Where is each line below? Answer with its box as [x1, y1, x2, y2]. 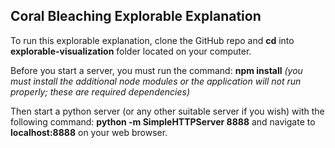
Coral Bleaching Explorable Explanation [10, 8, 262, 25]
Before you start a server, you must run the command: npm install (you [10, 64, 303, 76]
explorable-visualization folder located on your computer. [10, 45, 252, 57]
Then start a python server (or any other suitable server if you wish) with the [10, 105, 325, 117]
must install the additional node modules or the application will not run [10, 75, 302, 87]
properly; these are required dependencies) [10, 85, 190, 98]
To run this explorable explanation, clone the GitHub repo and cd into [10, 34, 295, 46]
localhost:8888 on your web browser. [10, 126, 168, 138]
